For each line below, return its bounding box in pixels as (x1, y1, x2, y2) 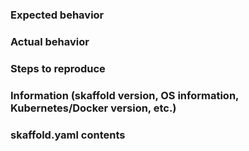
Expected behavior (10, 8, 105, 22)
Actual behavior (10, 34, 90, 48)
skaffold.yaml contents (10, 128, 126, 142)
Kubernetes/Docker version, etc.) (10, 101, 177, 115)
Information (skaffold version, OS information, (10, 88, 240, 102)
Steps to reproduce (10, 61, 106, 75)
